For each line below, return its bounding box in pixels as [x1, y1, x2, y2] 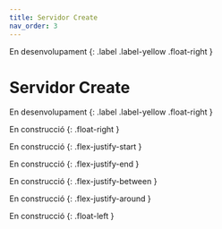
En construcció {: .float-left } [9, 211, 115, 222]
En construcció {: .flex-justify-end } [9, 158, 140, 170]
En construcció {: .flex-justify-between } [9, 176, 158, 187]
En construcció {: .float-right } [9, 124, 120, 135]
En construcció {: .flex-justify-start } [9, 141, 142, 152]
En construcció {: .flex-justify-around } [9, 193, 151, 204]
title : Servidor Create [9, 13, 98, 22]
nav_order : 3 [9, 21, 58, 30]
